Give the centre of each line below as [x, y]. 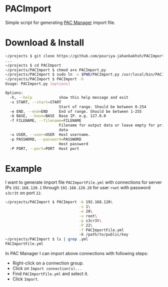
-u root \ [88, 216]
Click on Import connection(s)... [47, 269]
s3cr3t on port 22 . [23, 193]
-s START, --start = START [35, 102]
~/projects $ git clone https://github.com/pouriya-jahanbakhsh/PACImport [85, 56]
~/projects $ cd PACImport [33, 65]
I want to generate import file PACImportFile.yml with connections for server [83, 182]
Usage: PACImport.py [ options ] [38, 84]
